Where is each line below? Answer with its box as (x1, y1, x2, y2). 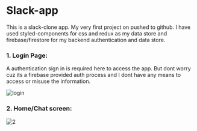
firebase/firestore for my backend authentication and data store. (6, 36, 166, 43)
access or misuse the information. (6, 78, 91, 85)
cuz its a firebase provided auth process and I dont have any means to (6, 72, 181, 79)
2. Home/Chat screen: (6, 105, 72, 113)
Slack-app (6, 4, 58, 17)
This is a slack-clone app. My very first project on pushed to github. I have (6, 23, 191, 31)
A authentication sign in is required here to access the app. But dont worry (6, 65, 191, 72)
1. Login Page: (6, 51, 48, 59)
